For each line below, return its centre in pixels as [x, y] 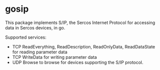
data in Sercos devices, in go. [35, 27]
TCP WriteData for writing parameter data [55, 57]
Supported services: [26, 37]
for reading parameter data [40, 52]
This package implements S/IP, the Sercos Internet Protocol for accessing [80, 23]
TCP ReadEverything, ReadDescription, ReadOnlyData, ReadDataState [84, 47]
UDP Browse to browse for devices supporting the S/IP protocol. [78, 62]
